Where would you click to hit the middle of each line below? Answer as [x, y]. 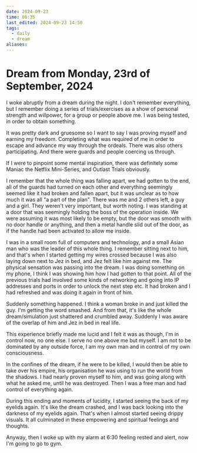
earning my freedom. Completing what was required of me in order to [90, 139]
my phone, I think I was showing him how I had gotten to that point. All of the [99, 273]
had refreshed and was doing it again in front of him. [70, 292]
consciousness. [25, 353]
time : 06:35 [21, 17]
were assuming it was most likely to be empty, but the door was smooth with [99, 218]
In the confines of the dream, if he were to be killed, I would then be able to [97, 364]
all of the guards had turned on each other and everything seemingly [89, 187]
